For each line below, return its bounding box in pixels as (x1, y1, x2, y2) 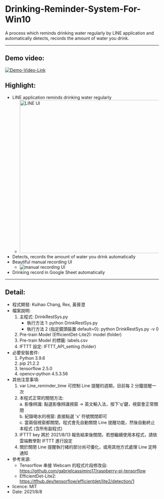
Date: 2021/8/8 (12, 489, 42, 495)
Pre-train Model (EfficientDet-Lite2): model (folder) (19, 332, 122, 338)
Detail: (5, 288, 26, 296)
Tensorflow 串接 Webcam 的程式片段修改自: (19, 462, 108, 469)
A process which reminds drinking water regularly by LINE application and (5, 30, 154, 36)
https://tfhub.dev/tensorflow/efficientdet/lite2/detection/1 (19, 478, 135, 484)
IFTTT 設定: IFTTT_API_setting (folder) (19, 344, 96, 349)
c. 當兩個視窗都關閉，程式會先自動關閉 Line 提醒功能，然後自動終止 (19, 420, 155, 425)
